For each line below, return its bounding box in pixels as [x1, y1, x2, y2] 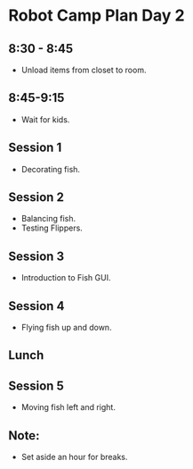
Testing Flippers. [20, 222, 84, 233]
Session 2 [8, 189, 64, 205]
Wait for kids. [20, 113, 70, 125]
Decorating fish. [20, 163, 81, 174]
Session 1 [8, 140, 62, 155]
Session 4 [8, 298, 65, 314]
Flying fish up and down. [20, 322, 112, 333]
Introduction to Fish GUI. [20, 272, 111, 283]
